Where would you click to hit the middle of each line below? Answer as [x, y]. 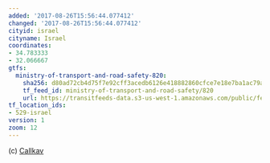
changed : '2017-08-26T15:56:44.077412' [75, 23]
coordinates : [30, 46]
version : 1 [27, 120]
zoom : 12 [23, 128]
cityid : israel [34, 31]
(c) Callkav [26, 150]
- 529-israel [30, 113]
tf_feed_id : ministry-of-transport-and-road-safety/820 [119, 90]
